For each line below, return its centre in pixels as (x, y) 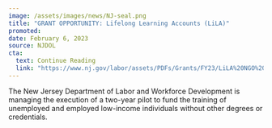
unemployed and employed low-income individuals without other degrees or (136, 108)
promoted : (25, 31)
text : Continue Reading (55, 61)
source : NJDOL (32, 46)
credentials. (28, 117)
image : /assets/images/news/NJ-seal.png (78, 16)
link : (25, 68)
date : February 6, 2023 (49, 38)
